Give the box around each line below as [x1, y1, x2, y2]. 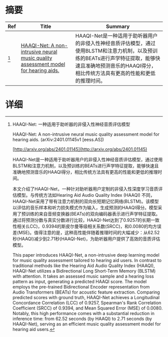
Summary [105, 23, 130, 30]
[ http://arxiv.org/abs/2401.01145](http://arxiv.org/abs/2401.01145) [12, 146, 147, 152]
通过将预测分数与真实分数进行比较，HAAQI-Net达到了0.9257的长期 [12, 217, 151, 223]
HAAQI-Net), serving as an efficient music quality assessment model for [12, 321, 161, 327]
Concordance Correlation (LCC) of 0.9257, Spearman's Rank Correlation [12, 300, 161, 306]
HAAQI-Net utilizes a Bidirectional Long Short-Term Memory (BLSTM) [12, 268, 156, 274]
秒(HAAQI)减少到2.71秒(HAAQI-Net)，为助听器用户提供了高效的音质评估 [12, 236, 160, 242]
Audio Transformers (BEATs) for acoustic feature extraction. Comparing [12, 289, 160, 295]
